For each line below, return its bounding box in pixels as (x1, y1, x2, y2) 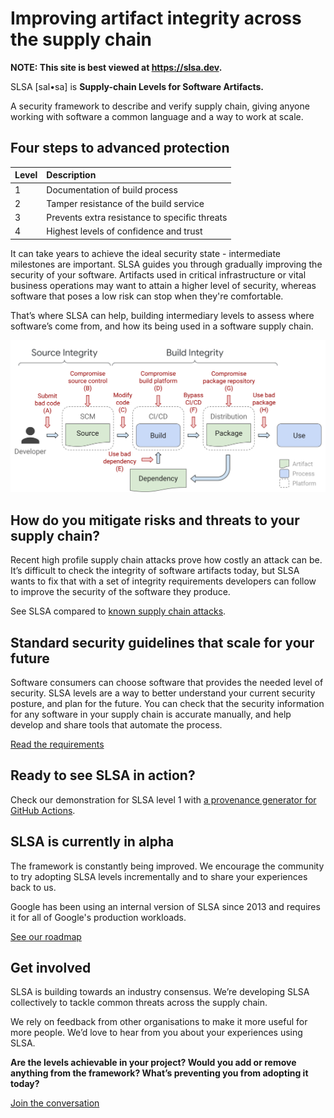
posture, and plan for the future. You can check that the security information (10, 698, 325, 709)
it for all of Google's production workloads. (10, 911, 187, 923)
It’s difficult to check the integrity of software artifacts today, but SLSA (10, 565, 300, 577)
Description (46, 169, 97, 181)
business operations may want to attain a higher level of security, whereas (10, 279, 317, 291)
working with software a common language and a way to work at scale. (10, 110, 304, 122)
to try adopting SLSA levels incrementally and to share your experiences (10, 870, 308, 882)
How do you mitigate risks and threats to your (10, 512, 300, 529)
